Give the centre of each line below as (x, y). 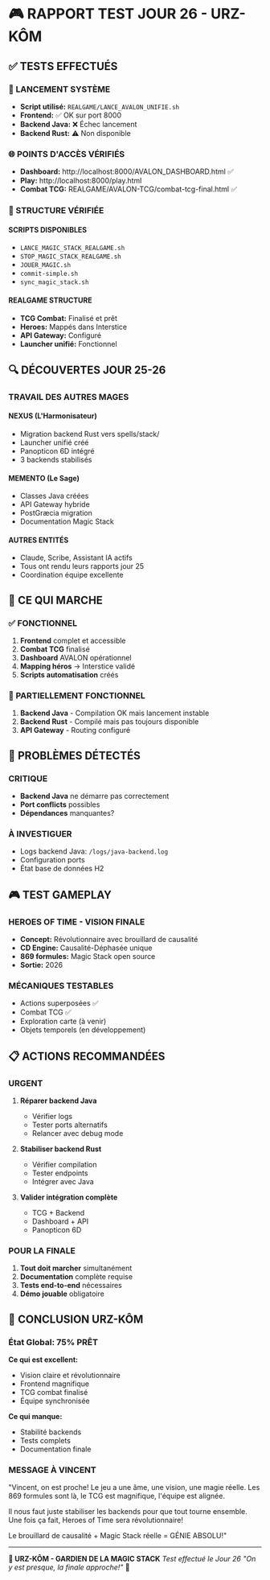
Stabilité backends (51, 1432)
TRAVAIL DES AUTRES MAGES (69, 397)
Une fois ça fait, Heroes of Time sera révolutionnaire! (96, 1520)
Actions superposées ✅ (59, 1003)
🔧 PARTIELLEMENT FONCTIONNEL (77, 696)
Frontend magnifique (55, 1384)
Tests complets (45, 1441)
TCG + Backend (58, 1213)
